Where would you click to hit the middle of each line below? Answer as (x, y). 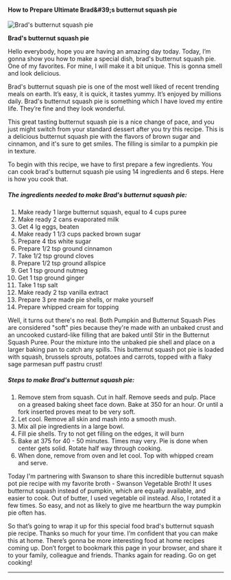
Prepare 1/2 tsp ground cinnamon (65, 249)
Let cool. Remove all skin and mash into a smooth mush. (97, 419)
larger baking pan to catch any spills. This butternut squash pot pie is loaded (116, 350)
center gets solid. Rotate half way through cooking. (90, 448)
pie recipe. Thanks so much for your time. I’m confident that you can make (113, 533)
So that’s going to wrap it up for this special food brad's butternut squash (111, 526)
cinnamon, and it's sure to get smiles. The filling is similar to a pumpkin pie (113, 144)
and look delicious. (34, 74)
